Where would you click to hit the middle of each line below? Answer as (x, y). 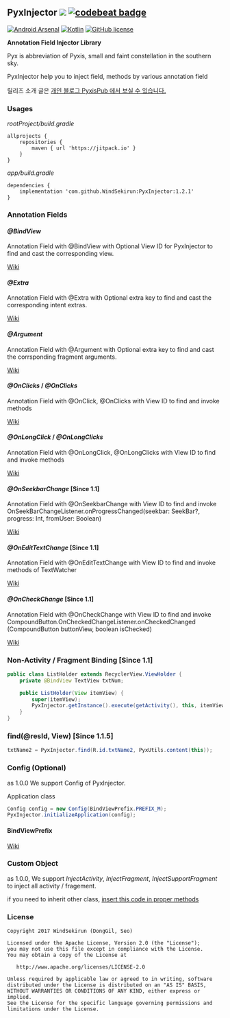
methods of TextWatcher (42, 570)
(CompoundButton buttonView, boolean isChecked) (80, 629)
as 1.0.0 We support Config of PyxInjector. (66, 783)
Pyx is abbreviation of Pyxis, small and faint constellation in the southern (109, 56)
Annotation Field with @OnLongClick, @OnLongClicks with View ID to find (112, 453)
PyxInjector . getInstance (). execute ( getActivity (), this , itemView (128, 706)
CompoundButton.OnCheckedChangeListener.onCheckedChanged (102, 622)
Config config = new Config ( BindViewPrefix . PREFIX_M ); (87, 809)
